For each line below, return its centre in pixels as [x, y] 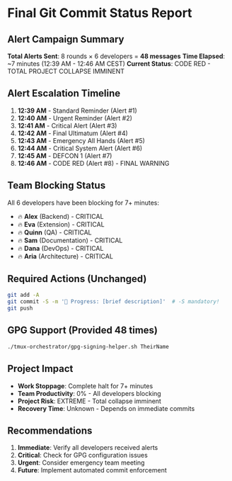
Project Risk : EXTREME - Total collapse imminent [89, 401]
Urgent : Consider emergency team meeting [81, 463]
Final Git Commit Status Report [100, 13]
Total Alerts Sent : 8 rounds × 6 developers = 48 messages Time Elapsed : [116, 56]
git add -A [23, 295]
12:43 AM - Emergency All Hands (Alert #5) [81, 140]
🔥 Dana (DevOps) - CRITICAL [60, 248]
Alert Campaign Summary [66, 39]
